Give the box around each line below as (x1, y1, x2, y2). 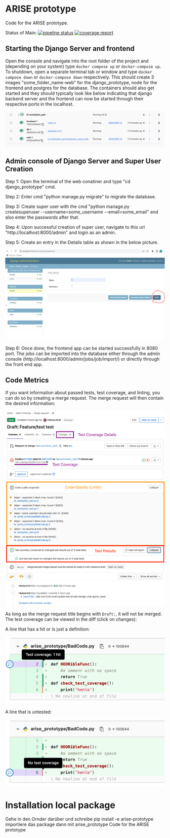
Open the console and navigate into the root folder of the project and (5, 58, 149, 64)
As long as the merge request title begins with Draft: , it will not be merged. (5, 611, 162, 617)
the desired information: (5, 400, 56, 406)
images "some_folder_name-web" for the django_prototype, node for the (5, 79, 157, 85)
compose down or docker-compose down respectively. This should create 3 (5, 74, 154, 80)
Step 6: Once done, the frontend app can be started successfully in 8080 (5, 345, 158, 351)
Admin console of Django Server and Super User (5, 157, 161, 165)
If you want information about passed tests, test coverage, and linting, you (5, 389, 160, 396)
